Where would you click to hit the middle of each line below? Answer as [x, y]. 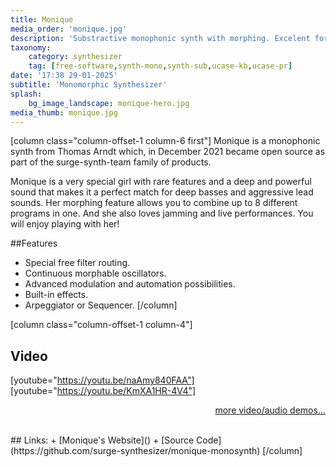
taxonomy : [31, 47]
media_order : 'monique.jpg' [69, 29]
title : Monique [42, 19]
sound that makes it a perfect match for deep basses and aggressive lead [162, 192]
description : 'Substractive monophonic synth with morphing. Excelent [160, 38]
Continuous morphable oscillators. [95, 273]
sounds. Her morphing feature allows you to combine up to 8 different [154, 203]
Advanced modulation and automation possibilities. [130, 284]
